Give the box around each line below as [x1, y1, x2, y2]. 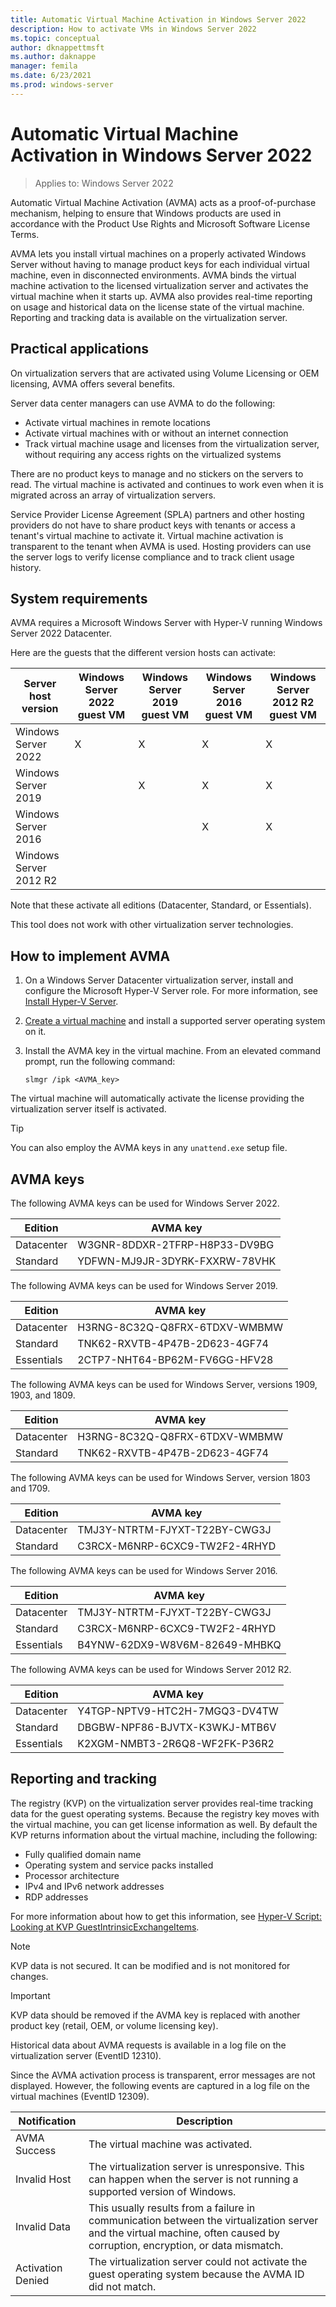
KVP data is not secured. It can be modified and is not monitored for [10, 1959, 291, 1971]
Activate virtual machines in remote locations [24, 416, 211, 428]
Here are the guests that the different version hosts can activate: [10, 647, 277, 659]
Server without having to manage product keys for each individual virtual [10, 258, 310, 270]
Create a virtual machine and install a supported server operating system [24, 1015, 326, 1027]
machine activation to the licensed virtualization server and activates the [10, 279, 309, 291]
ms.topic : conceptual [10, 33, 101, 43]
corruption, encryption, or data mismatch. [88, 2238, 284, 2252]
